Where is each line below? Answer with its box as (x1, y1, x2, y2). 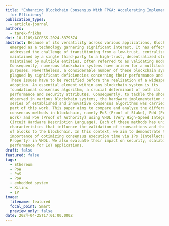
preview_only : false (10, 208, 53, 214)
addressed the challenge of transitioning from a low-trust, (10, 49, 141, 54)
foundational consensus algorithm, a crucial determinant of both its (10, 87, 161, 92)
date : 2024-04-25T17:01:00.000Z (5, 213, 73, 218)
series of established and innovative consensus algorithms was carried (10, 101, 165, 106)
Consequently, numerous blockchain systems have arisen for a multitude (10, 63, 165, 68)
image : (5, 194, 19, 199)
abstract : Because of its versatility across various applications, (5, 40, 152, 45)
